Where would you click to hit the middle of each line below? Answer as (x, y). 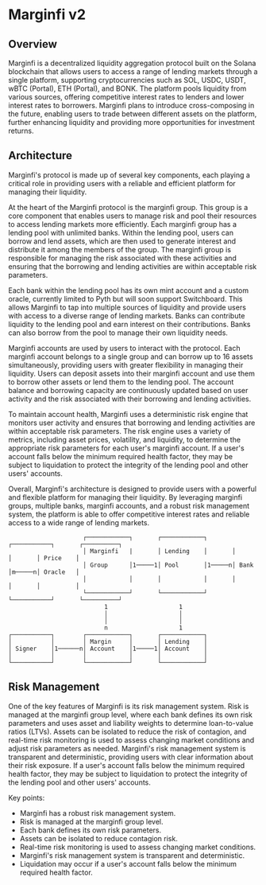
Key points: (27, 797)
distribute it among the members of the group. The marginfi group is (120, 249)
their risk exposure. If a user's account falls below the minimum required (127, 765)
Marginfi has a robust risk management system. (98, 813)
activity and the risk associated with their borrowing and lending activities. (130, 399)
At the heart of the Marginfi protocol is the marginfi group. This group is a (128, 207)
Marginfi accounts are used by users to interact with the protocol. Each (124, 348)
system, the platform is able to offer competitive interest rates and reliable (129, 514)
